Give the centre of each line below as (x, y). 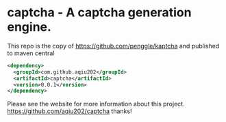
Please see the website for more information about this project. (96, 104)
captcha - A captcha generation (99, 13)
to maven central (31, 53)
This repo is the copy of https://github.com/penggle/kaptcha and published (113, 46)
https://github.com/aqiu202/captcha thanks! (70, 111)
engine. (29, 27)
